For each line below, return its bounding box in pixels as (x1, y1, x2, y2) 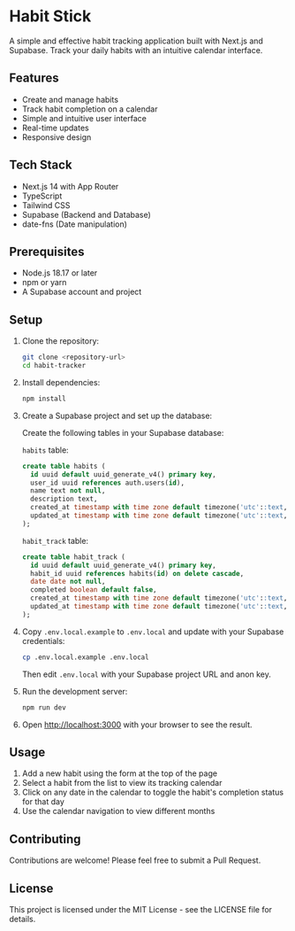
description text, (30, 494, 98, 504)
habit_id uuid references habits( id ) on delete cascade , (30, 569, 245, 578)
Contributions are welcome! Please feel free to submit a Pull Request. (9, 855, 261, 865)
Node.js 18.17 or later (21, 268, 98, 278)
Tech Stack (9, 158, 72, 173)
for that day (21, 796, 64, 807)
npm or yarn (21, 277, 67, 288)
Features (9, 71, 59, 86)
